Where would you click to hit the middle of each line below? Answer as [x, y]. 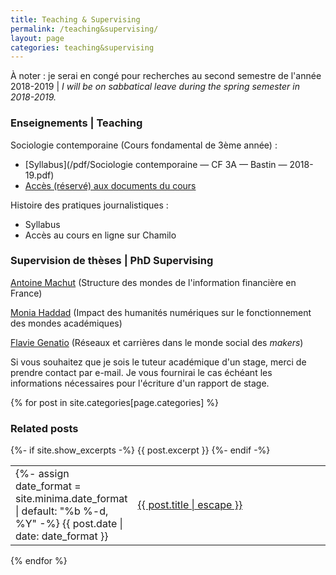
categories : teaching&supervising [82, 47]
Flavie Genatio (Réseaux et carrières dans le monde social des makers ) [157, 342]
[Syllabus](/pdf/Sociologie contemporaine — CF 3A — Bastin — [156, 164]
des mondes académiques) [66, 323]
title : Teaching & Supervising [75, 19]
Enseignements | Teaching [76, 123]
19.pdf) [39, 175]
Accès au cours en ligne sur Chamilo [100, 235]
